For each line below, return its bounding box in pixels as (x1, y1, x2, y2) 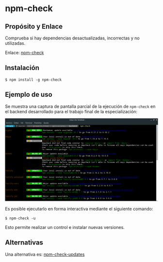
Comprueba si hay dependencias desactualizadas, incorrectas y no (5, 35, 140, 41)
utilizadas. (5, 40, 26, 46)
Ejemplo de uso (5, 90, 52, 99)
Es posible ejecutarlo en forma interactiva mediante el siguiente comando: (5, 206, 153, 211)
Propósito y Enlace (5, 22, 63, 31)
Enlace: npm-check (5, 50, 44, 55)
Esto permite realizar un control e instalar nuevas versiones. (5, 224, 125, 230)
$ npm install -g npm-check (5, 77, 62, 82)
